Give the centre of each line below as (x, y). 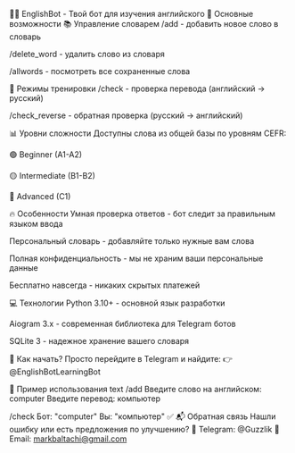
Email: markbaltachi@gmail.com (68, 439)
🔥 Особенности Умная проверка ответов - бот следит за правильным (143, 214)
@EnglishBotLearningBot (55, 372)
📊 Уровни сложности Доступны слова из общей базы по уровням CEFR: (148, 133)
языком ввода (37, 224)
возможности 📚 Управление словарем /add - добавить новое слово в (144, 24)
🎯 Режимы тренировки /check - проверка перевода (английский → (137, 88)
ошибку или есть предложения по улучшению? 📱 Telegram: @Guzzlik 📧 (144, 429)
